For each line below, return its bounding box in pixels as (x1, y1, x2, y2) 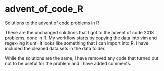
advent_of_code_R (5, 3, 84, 15)
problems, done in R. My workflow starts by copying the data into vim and (5, 35, 157, 41)
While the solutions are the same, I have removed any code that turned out (5, 55, 159, 61)
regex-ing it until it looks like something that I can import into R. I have (5, 40, 149, 46)
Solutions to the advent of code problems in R (5, 20, 99, 26)
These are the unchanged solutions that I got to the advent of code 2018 (5, 29, 154, 35)
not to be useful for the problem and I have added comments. (5, 60, 131, 66)
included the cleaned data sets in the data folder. (5, 45, 106, 51)
